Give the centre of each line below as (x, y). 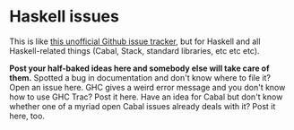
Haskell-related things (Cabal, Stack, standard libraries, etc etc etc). (134, 50)
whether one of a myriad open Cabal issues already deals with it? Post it (143, 106)
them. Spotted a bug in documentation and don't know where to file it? (140, 77)
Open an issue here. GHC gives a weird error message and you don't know (147, 87)
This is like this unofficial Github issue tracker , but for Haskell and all (135, 41)
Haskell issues (64, 17)
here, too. (27, 116)
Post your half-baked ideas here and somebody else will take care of (139, 68)
